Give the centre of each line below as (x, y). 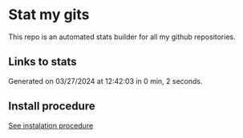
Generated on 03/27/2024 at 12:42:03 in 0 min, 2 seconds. (105, 81)
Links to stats (43, 62)
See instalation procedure (51, 125)
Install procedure (52, 106)
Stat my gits (49, 15)
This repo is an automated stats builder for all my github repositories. (122, 37)
